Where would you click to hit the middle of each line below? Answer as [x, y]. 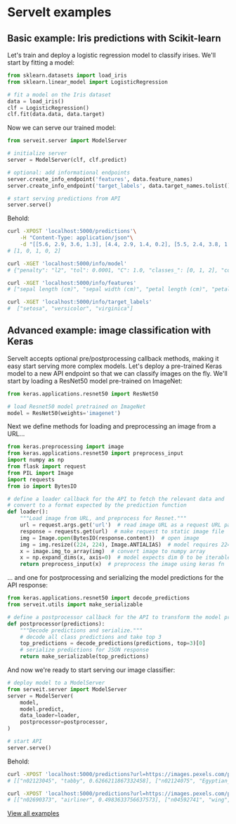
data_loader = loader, [50, 716]
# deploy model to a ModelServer [56, 683]
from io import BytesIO [42, 486]
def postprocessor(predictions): [56, 623]
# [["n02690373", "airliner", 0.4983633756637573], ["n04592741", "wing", [119, 800]
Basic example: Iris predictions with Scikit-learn [114, 38]
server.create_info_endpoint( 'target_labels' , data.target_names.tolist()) [120, 186]
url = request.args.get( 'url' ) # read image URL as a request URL [120, 525]
